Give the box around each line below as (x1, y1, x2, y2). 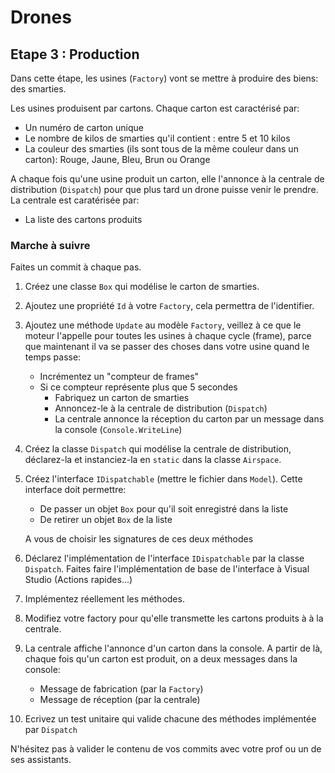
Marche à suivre (10, 238, 91, 252)
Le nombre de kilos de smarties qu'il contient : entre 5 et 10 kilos (24, 132, 291, 144)
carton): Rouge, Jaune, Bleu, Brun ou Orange (24, 154, 211, 165)
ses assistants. (10, 754, 72, 766)
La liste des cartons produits (24, 214, 143, 225)
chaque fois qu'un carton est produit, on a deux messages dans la (24, 653, 298, 665)
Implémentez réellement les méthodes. (24, 593, 185, 605)
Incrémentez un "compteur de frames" (39, 371, 200, 383)
